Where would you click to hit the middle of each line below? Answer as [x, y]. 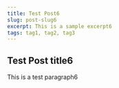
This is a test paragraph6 [43, 77]
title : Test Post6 [33, 13]
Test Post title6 [40, 60]
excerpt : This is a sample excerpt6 [60, 26]
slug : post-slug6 [32, 20]
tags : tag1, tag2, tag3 [41, 33]
